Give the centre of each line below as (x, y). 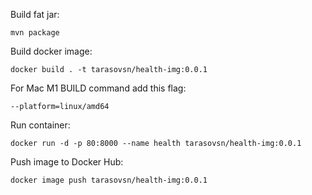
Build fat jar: (35, 14)
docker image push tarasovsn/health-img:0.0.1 (109, 180)
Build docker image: (51, 51)
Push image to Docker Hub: (67, 162)
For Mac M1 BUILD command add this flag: (98, 88)
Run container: (40, 125)
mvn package (35, 33)
